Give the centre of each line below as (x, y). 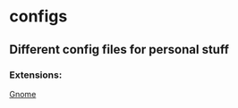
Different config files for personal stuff (119, 50)
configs (38, 17)
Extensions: (36, 75)
